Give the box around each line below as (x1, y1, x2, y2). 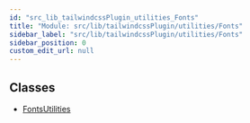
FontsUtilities (22, 103, 71, 114)
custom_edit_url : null (9, 47, 94, 56)
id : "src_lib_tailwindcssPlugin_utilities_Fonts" (9, 13, 200, 22)
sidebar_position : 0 (9, 38, 87, 48)
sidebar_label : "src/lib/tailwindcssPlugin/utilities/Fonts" (9, 30, 244, 39)
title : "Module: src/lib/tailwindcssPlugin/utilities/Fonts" (9, 22, 244, 31)
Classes (9, 80, 56, 95)
